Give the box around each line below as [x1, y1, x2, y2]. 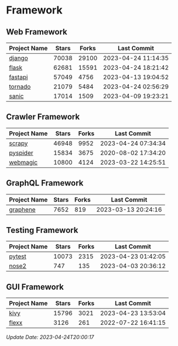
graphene [9, 205, 36, 214]
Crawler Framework [6, 112, 80, 122]
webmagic [9, 158, 38, 166]
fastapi [9, 73, 28, 81]
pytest [9, 252, 26, 261]
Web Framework [6, 27, 67, 37]
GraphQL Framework [6, 178, 84, 188]
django [9, 54, 28, 62]
